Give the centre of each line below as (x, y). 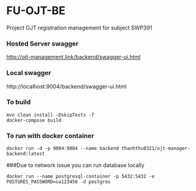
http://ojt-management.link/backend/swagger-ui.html (73, 57)
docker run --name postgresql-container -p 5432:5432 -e (81, 177)
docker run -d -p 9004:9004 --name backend (63, 149)
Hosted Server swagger (42, 44)
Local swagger (29, 73)
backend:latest (26, 154)
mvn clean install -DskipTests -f (51, 115)
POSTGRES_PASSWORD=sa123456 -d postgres (59, 182)
